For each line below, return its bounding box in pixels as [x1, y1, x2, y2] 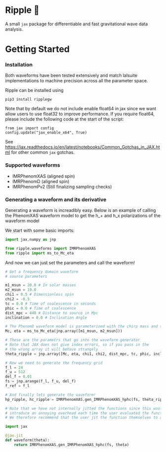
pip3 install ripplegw [5, 97, 52, 102]
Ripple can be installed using [5, 87, 64, 93]
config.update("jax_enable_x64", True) [5, 130, 87, 135]
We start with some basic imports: [5, 228, 75, 234]
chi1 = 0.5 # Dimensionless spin [5, 292, 74, 297]
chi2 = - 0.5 [5, 297, 30, 302]
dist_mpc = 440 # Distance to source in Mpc [5, 310, 98, 316]
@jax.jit [5, 433, 23, 438]
